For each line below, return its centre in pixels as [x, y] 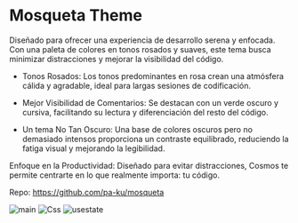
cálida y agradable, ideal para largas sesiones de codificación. [137, 85]
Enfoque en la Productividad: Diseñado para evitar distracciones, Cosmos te [149, 165]
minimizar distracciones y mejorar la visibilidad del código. [117, 59]
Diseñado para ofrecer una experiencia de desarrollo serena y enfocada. [142, 40]
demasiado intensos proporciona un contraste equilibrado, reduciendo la [155, 139]
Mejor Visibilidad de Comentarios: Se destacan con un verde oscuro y [150, 102]
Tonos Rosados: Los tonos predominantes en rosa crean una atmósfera [153, 76]
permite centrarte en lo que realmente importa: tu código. [115, 175]
